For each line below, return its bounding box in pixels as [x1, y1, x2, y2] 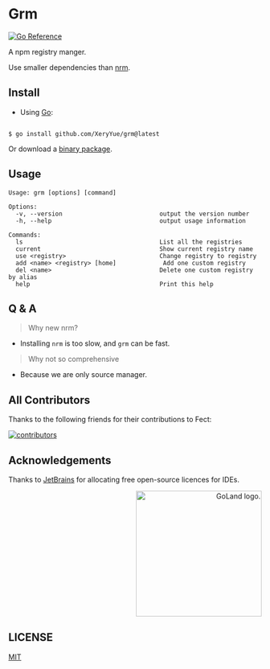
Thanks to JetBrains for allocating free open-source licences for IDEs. [8, 475, 239, 484]
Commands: [8, 231, 42, 239]
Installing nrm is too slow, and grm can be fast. [19, 339, 170, 348]
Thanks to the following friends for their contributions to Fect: [8, 415, 212, 425]
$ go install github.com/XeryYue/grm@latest [8, 129, 160, 137]
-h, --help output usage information [15, 216, 247, 225]
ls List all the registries [15, 238, 243, 246]
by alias [8, 273, 38, 281]
